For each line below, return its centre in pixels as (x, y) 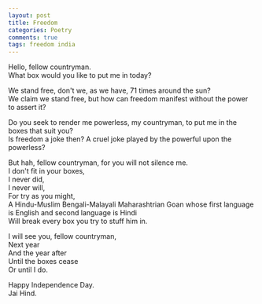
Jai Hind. (22, 293)
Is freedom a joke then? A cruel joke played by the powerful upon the (120, 139)
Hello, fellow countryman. (50, 67)
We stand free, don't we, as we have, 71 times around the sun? (109, 90)
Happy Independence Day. (51, 285)
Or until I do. (28, 270)
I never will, (27, 188)
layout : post (30, 15)
